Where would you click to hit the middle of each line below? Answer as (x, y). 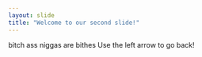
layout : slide (32, 15)
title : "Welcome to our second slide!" (74, 23)
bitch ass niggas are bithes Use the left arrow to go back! (102, 45)
